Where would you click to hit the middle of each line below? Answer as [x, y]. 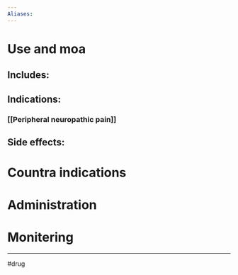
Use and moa [47, 49]
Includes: [28, 75]
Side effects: [36, 142]
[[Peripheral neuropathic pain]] [62, 119]
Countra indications [67, 173]
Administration [52, 205]
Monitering [41, 237]
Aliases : [20, 14]
